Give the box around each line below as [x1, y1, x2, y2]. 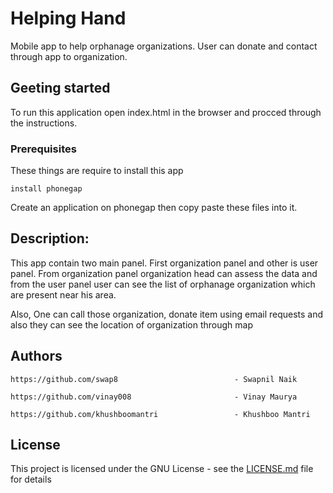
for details [10, 473, 52, 486]
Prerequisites [10, 142, 77, 156]
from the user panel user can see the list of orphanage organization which [10, 278, 316, 290]
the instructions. [10, 117, 78, 129]
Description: [10, 230, 90, 247]
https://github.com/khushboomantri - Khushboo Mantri [10, 409, 311, 419]
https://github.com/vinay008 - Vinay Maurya [10, 392, 298, 402]
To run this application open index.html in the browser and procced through [10, 106, 322, 118]
